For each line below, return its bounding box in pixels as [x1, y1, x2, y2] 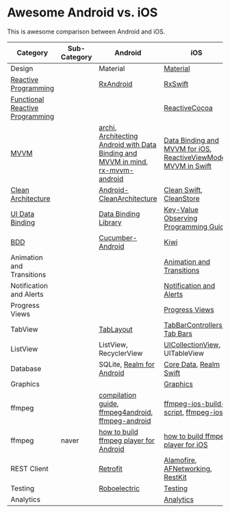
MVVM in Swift [164, 161, 212, 170]
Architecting [99, 131, 138, 141]
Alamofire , [164, 455, 197, 464]
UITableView [164, 348, 204, 358]
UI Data [10, 209, 35, 218]
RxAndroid [99, 79, 133, 88]
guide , [99, 399, 119, 408]
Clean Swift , [164, 185, 203, 194]
